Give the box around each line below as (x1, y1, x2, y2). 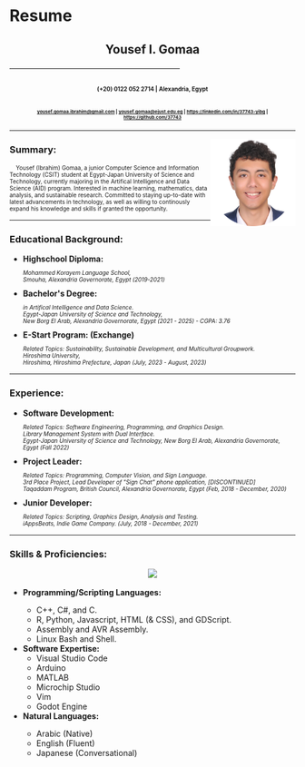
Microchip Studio (35, 682, 101, 693)
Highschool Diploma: (22, 253, 104, 264)
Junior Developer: (22, 497, 93, 508)
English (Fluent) (35, 737, 95, 749)
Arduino (35, 662, 66, 673)
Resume (9, 5, 73, 26)
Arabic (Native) (35, 728, 93, 739)
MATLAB (35, 672, 70, 683)
